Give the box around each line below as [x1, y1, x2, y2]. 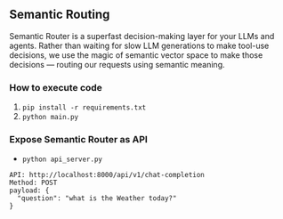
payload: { [9, 186, 50, 195]
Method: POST [9, 178, 58, 188]
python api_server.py [21, 155, 102, 164]
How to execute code [9, 81, 102, 93]
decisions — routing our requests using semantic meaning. [9, 59, 225, 69]
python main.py [21, 113, 79, 122]
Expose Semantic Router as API [9, 134, 149, 146]
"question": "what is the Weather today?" [17, 194, 177, 203]
